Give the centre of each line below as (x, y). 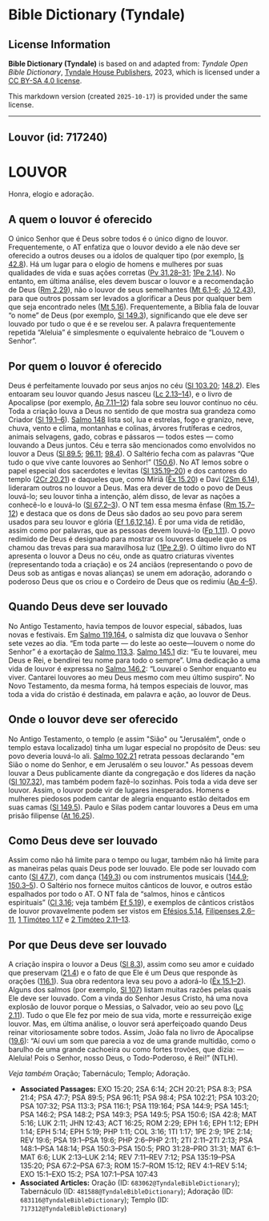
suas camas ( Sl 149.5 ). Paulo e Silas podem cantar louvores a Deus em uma (133, 807)
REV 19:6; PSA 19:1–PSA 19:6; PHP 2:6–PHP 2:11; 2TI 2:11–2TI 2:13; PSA (137, 1140)
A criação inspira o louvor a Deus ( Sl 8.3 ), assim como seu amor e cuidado (131, 964)
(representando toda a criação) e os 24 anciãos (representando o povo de (131, 564)
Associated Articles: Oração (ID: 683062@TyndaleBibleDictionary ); (130, 1183)
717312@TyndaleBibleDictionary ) (73, 1208)
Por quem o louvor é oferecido (85, 366)
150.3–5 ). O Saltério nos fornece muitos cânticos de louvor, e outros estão (130, 886)
